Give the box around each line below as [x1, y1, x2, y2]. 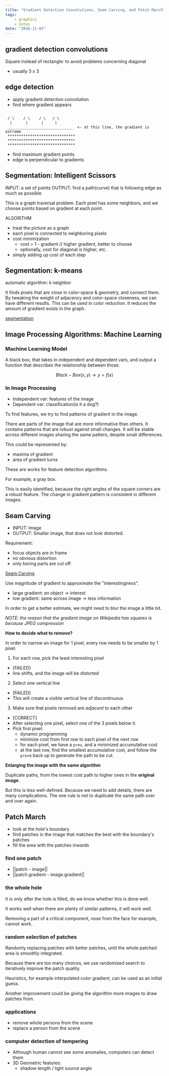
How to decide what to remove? [5, 630, 73, 636]
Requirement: [5, 540, 33, 546]
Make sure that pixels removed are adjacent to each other [12, 705, 133, 711]
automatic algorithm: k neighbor [5, 280, 71, 286]
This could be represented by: [5, 441, 68, 447]
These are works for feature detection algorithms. [5, 466, 108, 473]
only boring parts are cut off [12, 561, 71, 567]
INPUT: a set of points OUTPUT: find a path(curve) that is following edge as [5, 185, 162, 191]
